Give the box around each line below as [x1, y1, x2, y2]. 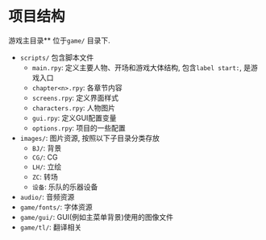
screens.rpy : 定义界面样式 [31, 93, 119, 102]
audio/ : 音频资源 [19, 192, 75, 201]
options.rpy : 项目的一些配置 [31, 122, 127, 133]
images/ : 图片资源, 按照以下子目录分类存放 [19, 133, 160, 143]
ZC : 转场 [31, 172, 58, 181]
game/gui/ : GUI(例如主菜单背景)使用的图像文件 [19, 212, 174, 221]
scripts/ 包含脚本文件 [19, 52, 94, 62]
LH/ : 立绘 [31, 162, 62, 172]
